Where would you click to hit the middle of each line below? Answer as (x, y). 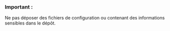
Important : (19, 7)
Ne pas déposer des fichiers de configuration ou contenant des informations (85, 18)
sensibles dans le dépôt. (30, 23)
